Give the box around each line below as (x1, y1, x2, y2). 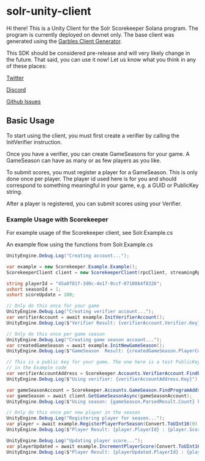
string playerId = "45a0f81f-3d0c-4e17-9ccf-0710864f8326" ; (6, 280, 163, 287)
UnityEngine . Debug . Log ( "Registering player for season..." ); (6, 415, 165, 421)
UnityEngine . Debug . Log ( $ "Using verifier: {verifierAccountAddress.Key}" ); (6, 376, 201, 382)
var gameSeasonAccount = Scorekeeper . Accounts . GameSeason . (6, 387, 160, 393)
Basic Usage (6, 116, 55, 126)
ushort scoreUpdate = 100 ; (6, 292, 75, 298)
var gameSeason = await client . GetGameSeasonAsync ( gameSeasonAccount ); (6, 393, 192, 399)
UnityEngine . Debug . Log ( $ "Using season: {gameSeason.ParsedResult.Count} (6, 399, 195, 405)
